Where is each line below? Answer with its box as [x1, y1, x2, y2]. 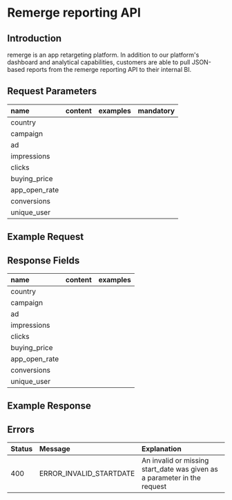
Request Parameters [7, 85, 97, 98]
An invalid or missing [141, 456, 209, 465]
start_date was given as [141, 465, 219, 474]
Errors [7, 423, 35, 435]
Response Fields [7, 254, 80, 266]
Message [39, 444, 70, 454]
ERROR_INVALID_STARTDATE [39, 469, 135, 479]
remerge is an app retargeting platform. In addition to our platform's [7, 50, 200, 59]
